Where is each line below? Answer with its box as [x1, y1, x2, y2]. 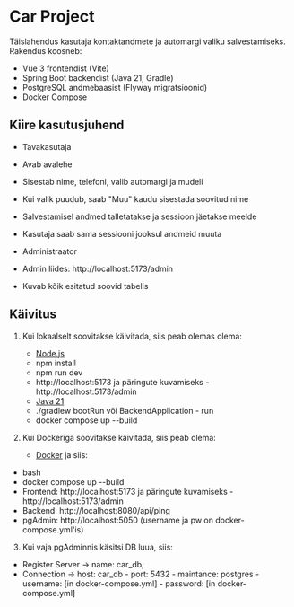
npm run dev [35, 366, 83, 378]
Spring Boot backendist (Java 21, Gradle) [22, 72, 174, 83]
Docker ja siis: [35, 449, 88, 460]
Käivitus [9, 307, 56, 322]
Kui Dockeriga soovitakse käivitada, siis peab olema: [22, 432, 217, 443]
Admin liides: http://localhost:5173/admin [22, 263, 173, 274]
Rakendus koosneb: [9, 45, 82, 56]
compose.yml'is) [22, 523, 84, 535]
